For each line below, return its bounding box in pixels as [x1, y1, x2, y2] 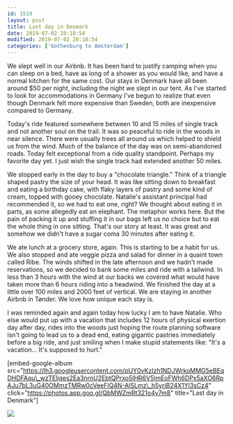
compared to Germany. [7, 106, 74, 114]
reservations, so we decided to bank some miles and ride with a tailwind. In [7, 266, 223, 273]
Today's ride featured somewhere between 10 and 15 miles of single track [7, 120, 218, 128]
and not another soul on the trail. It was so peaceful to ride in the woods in [7, 127, 220, 135]
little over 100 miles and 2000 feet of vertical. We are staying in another [7, 287, 212, 296]
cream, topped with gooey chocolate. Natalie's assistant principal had [7, 192, 207, 201]
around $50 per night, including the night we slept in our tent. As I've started [7, 84, 226, 92]
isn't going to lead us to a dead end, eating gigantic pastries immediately [7, 331, 216, 339]
